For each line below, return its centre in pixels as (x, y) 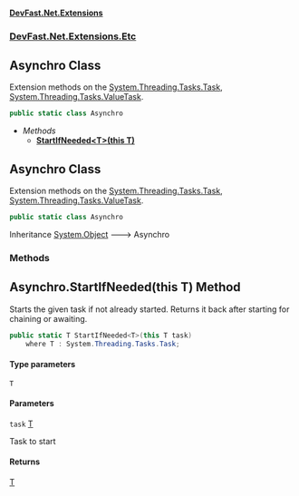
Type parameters (43, 364)
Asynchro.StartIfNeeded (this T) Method (125, 287)
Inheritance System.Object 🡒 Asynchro (90, 234)
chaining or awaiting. (48, 318)
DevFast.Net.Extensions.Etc (73, 36)
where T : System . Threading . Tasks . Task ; (103, 344)
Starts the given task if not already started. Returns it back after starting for (149, 309)
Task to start (33, 441)
